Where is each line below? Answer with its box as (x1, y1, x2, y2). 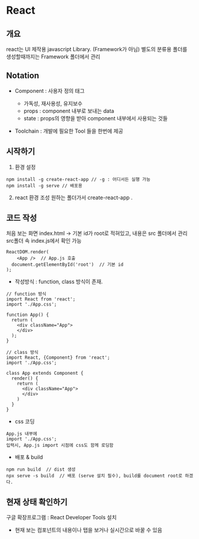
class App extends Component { (6, 370, 84, 377)
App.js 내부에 (6, 431, 37, 437)
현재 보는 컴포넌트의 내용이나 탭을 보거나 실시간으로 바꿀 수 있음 (14, 527, 162, 534)
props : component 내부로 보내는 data (23, 107, 115, 114)
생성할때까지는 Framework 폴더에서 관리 (6, 53, 101, 60)
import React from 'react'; (6, 296, 76, 302)
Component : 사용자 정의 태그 (14, 87, 85, 94)
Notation (6, 71, 40, 81)
